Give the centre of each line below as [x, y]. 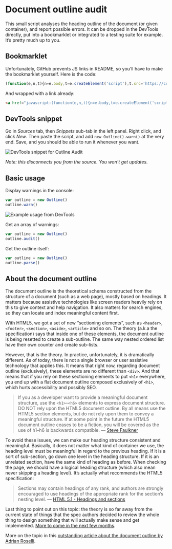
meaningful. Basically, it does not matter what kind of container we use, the [85, 446]
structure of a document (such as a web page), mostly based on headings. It [86, 297]
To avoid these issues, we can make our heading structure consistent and [83, 440]
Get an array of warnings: [32, 224]
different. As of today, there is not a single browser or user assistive [77, 360]
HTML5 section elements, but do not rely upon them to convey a [86, 414]
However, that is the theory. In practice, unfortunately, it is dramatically [80, 355]
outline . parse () [23, 263]
